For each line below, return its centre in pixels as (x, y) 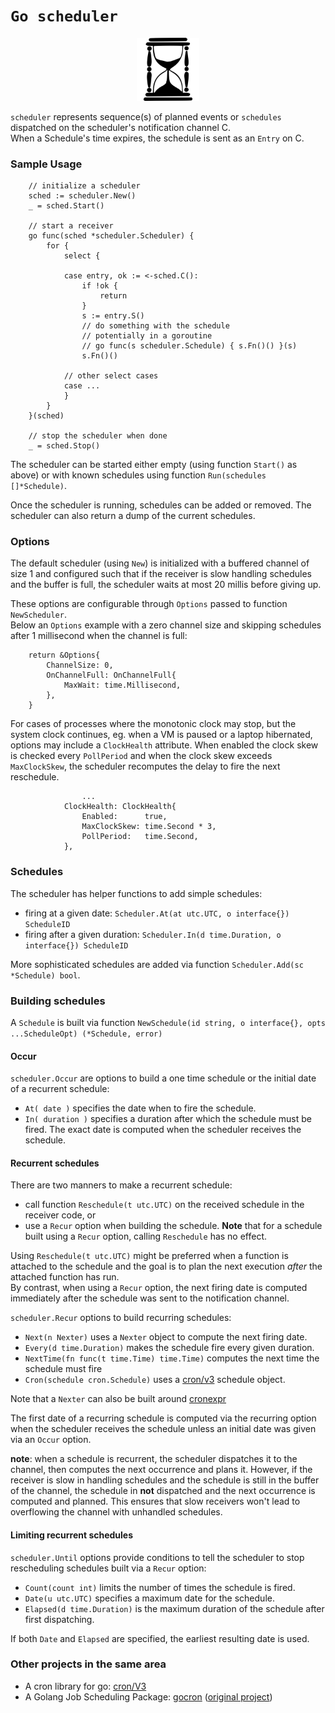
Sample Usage (46, 164)
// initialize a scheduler (84, 186)
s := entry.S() (113, 316)
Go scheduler (64, 16)
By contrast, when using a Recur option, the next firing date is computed (159, 1288)
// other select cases (111, 376)
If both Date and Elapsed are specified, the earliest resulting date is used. (160, 1638)
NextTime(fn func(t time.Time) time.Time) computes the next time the (172, 1358)
